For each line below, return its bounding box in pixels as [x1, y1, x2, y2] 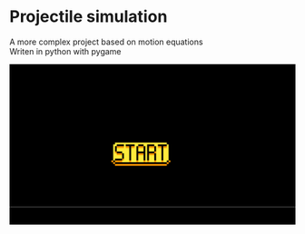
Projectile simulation [9, 6, 168, 27]
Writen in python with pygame [9, 45, 122, 56]
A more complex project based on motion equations [9, 36, 203, 47]
